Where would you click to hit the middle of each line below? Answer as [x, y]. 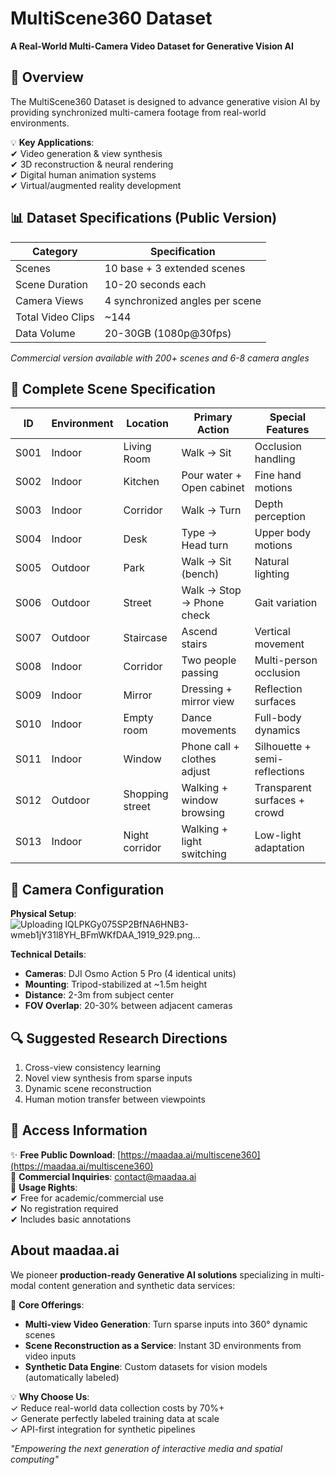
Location [147, 424]
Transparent [283, 788]
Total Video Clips [55, 317]
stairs [194, 644]
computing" [34, 1459]
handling [275, 459]
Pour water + [212, 475]
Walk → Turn [211, 510]
